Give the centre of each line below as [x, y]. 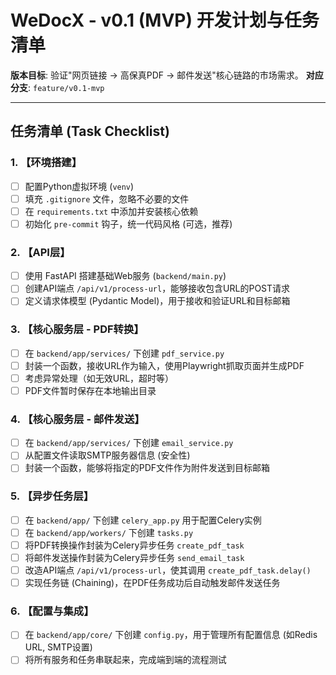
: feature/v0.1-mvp [66, 87]
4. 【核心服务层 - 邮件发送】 [77, 419]
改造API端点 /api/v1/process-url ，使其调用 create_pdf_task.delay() [168, 570]
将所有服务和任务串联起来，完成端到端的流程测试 [125, 660]
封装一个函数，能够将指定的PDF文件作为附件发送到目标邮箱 [147, 468]
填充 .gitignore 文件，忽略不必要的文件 [107, 198]
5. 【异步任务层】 [52, 496]
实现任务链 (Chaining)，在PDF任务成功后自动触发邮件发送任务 [152, 582]
